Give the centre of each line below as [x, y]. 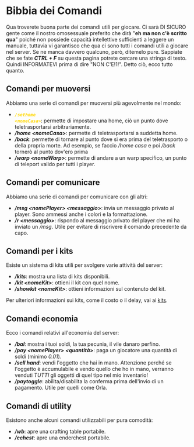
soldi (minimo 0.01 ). [38, 357]
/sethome [25, 115]
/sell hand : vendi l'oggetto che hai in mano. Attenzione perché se [93, 363]
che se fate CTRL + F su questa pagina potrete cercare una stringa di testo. [96, 58]
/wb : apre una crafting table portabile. [60, 431]
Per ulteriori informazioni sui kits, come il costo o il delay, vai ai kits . [87, 300]
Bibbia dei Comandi [54, 11]
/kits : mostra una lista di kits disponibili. [62, 277]
